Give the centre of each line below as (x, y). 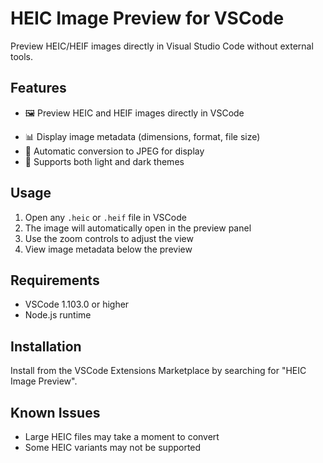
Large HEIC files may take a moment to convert (122, 436)
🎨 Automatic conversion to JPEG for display (114, 151)
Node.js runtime (58, 315)
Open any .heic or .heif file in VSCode (105, 217)
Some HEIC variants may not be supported (113, 447)
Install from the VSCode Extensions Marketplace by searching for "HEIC (158, 371)
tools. (22, 56)
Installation (46, 346)
